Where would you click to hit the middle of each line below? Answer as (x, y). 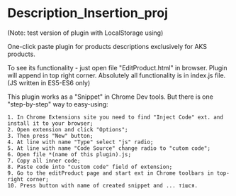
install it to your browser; (50, 123)
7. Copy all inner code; (44, 160)
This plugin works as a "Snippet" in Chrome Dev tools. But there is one (111, 97)
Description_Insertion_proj (88, 13)
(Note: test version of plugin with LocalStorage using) (85, 33)
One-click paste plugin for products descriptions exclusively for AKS (107, 46)
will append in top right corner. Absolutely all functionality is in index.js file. (117, 75)
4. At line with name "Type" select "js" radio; (80, 142)
